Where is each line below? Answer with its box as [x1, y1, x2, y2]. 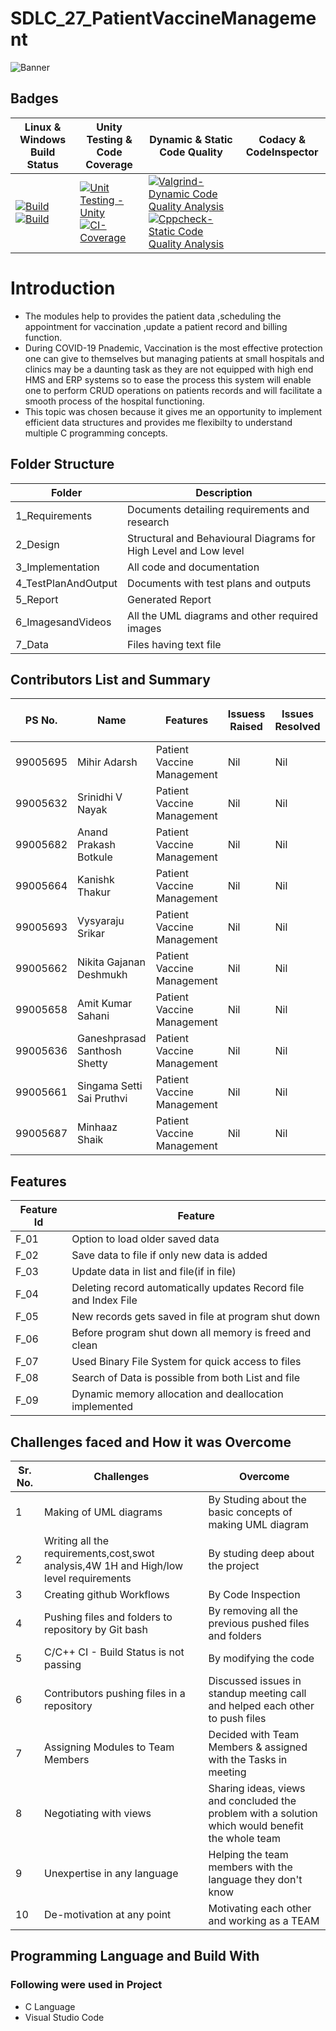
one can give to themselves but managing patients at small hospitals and [24, 352, 325, 364]
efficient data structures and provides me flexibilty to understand [24, 416, 293, 428]
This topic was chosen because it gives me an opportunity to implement [24, 405, 322, 417]
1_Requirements [15, 508, 93, 522]
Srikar [77, 927, 106, 941]
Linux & [24, 120, 62, 134]
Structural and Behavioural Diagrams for [127, 531, 316, 545]
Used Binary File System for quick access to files [71, 1355, 302, 1369]
